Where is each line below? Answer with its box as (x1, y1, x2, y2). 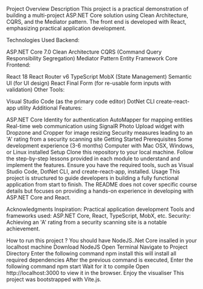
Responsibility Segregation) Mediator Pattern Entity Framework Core (6, 55, 178, 62)
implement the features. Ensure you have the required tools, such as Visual (6, 162, 194, 168)
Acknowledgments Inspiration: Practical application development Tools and (6, 205, 195, 213)
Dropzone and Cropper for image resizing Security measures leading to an (6, 129, 193, 136)
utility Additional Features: (17, 104, 83, 112)
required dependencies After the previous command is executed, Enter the (6, 256, 193, 263)
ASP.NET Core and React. (6, 194, 71, 201)
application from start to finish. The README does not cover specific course (6, 181, 198, 188)
